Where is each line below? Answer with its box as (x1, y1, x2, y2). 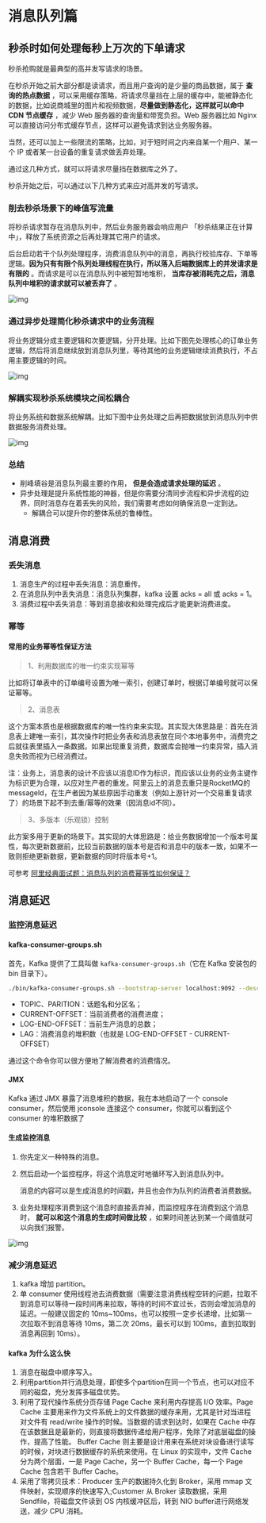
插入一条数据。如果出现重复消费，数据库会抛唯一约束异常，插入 (42, 741, 251, 751)
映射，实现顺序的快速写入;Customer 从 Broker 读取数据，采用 (26, 1486, 227, 1496)
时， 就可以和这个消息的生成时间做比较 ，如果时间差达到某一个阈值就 (19, 1212, 246, 1222)
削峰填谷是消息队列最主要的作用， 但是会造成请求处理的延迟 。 (19, 479, 226, 488)
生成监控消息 (8, 1133, 50, 1143)
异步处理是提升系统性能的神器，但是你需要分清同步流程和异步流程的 (19, 489, 242, 498)
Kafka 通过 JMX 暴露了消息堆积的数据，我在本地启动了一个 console (8, 1093, 228, 1103)
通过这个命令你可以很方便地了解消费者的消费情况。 (8, 1056, 175, 1066)
